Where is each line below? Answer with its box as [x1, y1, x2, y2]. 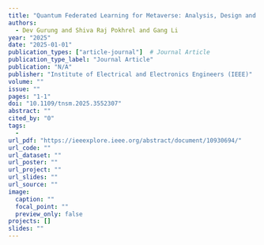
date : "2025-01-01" [8, 41, 73, 49]
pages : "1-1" [8, 92, 51, 100]
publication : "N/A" [8, 63, 73, 71]
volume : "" [8, 77, 44, 85]
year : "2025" [8, 33, 51, 42]
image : [8, 187, 30, 196]
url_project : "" [8, 166, 62, 174]
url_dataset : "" [8, 151, 62, 159]
